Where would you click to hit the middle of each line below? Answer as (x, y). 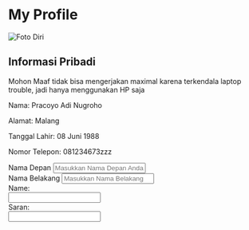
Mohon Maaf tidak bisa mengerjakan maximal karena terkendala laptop (125, 81)
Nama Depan (30, 167)
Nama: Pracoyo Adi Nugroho (55, 105)
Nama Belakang (34, 178)
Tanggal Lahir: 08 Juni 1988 (54, 136)
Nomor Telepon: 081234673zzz (60, 151)
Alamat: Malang (34, 121)
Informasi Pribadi (52, 62)
